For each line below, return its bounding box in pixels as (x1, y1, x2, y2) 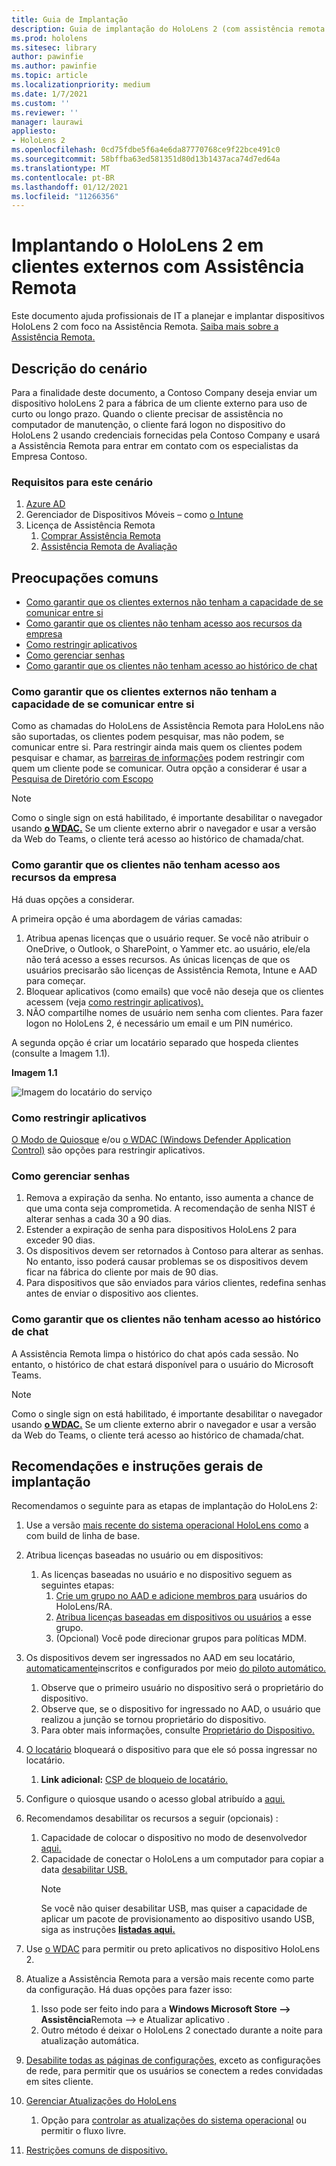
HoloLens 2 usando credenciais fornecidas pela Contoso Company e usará (11, 429, 321, 441)
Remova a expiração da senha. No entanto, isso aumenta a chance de (25, 1192, 314, 1204)
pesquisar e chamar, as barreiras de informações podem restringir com (11, 752, 305, 764)
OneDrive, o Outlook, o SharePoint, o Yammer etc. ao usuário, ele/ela (25, 942, 311, 955)
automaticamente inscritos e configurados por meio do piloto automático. (25, 1662, 327, 1675)
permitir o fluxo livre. (40, 2125, 127, 2137)
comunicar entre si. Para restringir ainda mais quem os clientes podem (11, 741, 303, 753)
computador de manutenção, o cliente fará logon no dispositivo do (11, 419, 286, 430)
